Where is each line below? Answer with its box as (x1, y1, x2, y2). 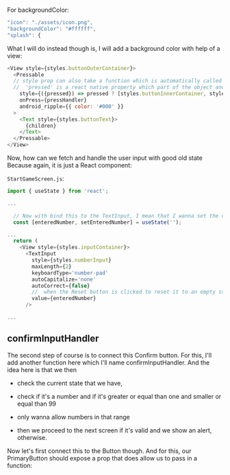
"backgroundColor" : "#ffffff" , (7, 25, 97, 32)
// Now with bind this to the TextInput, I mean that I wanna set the (13, 212, 219, 219)
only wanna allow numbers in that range (16, 413, 130, 421)
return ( (13, 237, 38, 244)
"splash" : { (7, 32, 41, 38)
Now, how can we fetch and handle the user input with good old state (7, 154, 203, 162)
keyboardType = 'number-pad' (31, 269, 109, 277)
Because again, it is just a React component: (7, 161, 132, 169)
